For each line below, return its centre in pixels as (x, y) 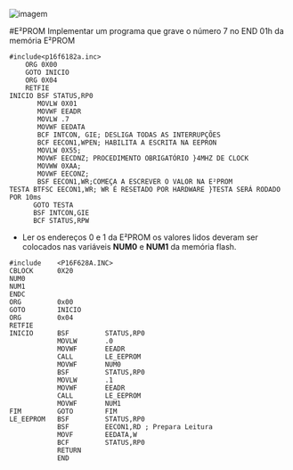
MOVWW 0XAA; (59, 166)
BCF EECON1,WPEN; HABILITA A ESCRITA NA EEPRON (127, 143)
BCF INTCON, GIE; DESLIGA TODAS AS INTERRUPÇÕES (129, 135)
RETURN (69, 450)
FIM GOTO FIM (63, 411)
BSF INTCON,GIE (61, 213)
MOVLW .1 (85, 380)
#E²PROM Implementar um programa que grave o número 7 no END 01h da (147, 31)
